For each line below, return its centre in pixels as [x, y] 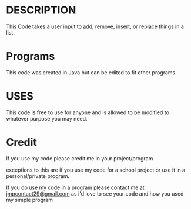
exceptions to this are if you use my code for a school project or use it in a [96, 170]
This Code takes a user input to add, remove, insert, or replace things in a [95, 26]
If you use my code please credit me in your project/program [80, 158]
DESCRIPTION [41, 10]
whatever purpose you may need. [47, 118]
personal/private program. [38, 176]
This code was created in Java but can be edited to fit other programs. [92, 72]
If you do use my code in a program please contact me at [76, 187]
